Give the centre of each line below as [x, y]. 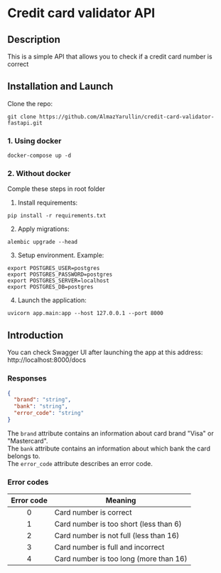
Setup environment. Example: [61, 255]
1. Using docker [34, 140]
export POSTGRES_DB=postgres [50, 287]
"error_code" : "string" [49, 413]
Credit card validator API [81, 13]
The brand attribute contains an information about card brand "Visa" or [111, 433]
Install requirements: [48, 203]
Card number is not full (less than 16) [117, 536]
